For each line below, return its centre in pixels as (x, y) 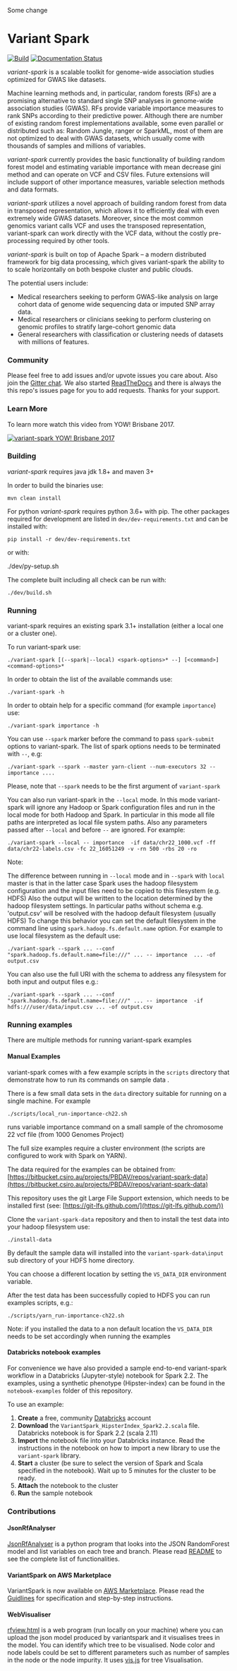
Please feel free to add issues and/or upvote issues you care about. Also (113, 376)
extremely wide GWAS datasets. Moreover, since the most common (105, 218)
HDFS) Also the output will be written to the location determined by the (110, 898)
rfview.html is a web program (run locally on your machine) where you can (115, 1630)
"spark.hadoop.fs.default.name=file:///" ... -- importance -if (105, 1001)
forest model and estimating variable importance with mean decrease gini (114, 167)
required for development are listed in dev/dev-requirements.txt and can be (118, 519)
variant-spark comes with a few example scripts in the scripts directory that (119, 1072)
